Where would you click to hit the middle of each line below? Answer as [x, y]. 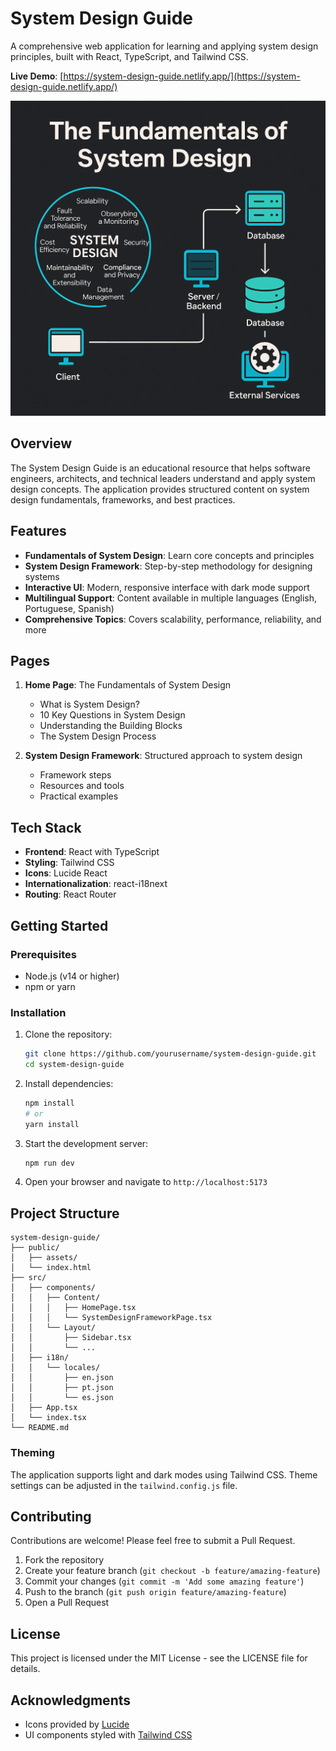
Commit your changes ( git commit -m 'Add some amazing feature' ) [164, 1581]
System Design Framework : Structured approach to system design [163, 756]
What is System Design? [89, 704]
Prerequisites [43, 954]
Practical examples [79, 796]
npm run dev [49, 1163]
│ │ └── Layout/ [53, 1328]
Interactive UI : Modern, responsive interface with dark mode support [167, 587]
